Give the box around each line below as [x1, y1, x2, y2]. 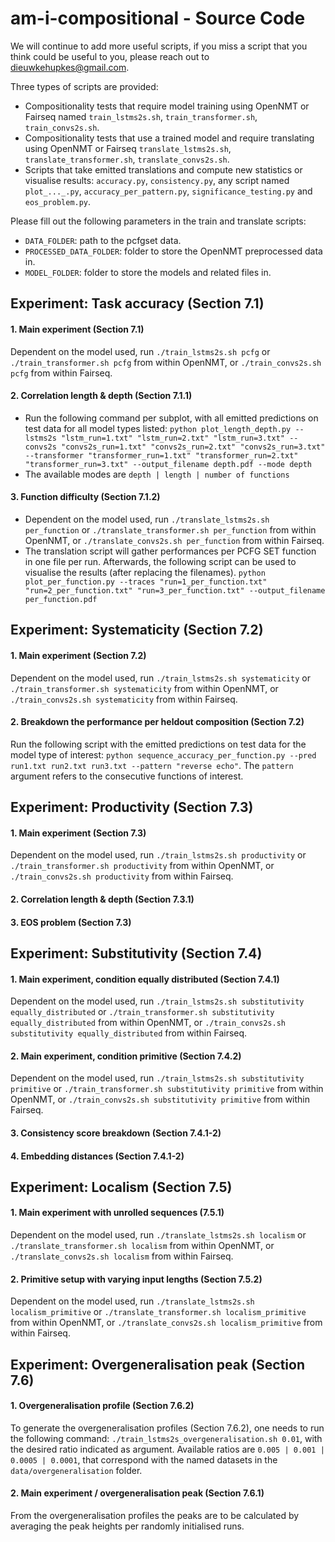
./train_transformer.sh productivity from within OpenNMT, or [10, 860, 275, 872]
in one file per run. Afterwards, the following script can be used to [24, 555, 297, 567]
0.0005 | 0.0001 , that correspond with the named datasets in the [10, 1453, 278, 1466]
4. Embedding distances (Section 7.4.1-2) [10, 1150, 185, 1162]
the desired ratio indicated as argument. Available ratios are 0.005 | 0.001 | [10, 1443, 325, 1455]
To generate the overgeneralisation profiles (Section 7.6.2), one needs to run [10, 1422, 325, 1434]
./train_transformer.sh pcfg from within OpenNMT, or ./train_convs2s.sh [10, 356, 322, 368]
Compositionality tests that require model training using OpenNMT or [24, 100, 310, 112]
